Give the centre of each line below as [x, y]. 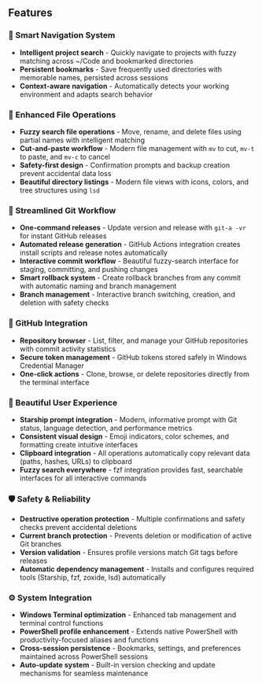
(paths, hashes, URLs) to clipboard [76, 461]
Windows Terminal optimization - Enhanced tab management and [128, 615]
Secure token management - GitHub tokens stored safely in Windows [133, 357]
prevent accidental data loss [65, 173]
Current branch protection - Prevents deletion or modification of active [135, 536]
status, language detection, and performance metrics [106, 428]
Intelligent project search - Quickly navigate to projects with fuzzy [128, 52]
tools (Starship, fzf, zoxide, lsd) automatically [93, 578]
